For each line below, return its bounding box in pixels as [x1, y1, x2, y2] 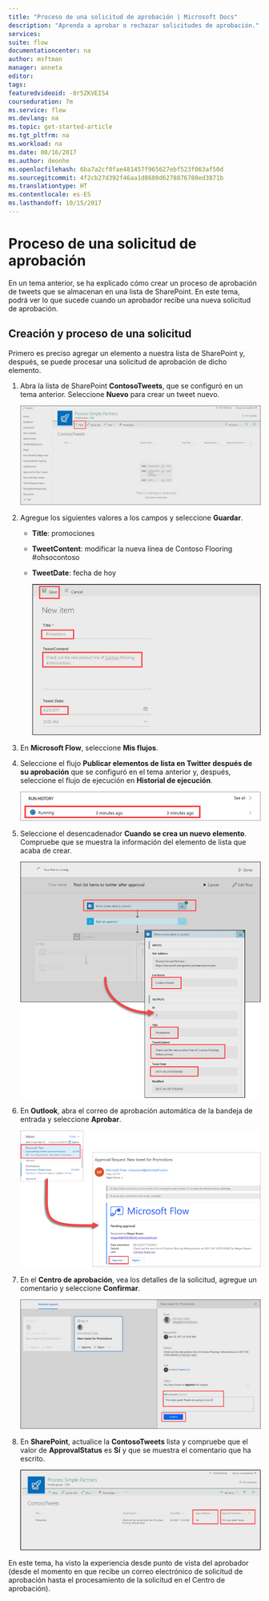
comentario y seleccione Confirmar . [19, 1283, 141, 1293]
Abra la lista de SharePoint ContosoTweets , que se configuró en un [19, 381, 243, 391]
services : [8, 30, 42, 38]
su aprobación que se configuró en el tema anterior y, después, [19, 767, 231, 776]
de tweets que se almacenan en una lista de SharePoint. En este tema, [8, 286, 240, 296]
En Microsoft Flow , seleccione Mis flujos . [19, 743, 159, 752]
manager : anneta [8, 64, 62, 72]
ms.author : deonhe [8, 156, 70, 164]
